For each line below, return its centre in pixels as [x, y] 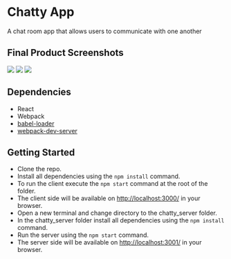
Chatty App [41, 12]
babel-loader [36, 123]
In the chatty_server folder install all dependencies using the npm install [121, 220]
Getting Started [41, 152]
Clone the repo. [39, 169]
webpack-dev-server [47, 131]
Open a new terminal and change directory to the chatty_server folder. [117, 213]
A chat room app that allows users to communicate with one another [104, 31]
